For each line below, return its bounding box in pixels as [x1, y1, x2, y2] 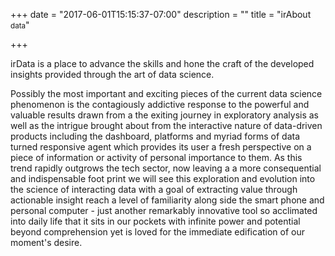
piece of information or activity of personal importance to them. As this [10, 152, 303, 163]
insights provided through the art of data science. [10, 69, 215, 80]
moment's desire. [10, 237, 83, 248]
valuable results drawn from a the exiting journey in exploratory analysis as [10, 109, 319, 121]
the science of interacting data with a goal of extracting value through [10, 184, 298, 195]
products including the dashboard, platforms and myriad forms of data [10, 130, 301, 142]
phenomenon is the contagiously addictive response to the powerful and [10, 99, 310, 110]
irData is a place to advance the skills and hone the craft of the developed [10, 58, 315, 69]
